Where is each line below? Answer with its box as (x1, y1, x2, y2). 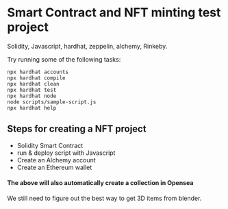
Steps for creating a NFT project (7, 123, 147, 135)
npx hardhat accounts (7, 69, 69, 75)
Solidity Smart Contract (16, 141, 84, 149)
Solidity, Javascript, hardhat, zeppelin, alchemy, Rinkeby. (7, 42, 168, 50)
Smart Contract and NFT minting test (7, 5, 221, 21)
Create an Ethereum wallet (16, 163, 92, 171)
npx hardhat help (7, 104, 57, 111)
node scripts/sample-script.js (7, 98, 97, 106)
